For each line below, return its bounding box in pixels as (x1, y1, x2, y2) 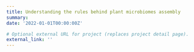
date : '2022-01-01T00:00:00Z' (6, 20, 83, 26)
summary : (6, 15, 29, 21)
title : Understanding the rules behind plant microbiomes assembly (6, 8, 181, 15)
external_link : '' (6, 37, 53, 43)
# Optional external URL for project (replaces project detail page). (6, 31, 189, 37)
